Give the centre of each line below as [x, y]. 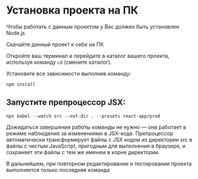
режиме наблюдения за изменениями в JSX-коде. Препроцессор [90, 133]
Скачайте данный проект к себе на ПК [55, 44]
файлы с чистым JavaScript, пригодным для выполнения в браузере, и [96, 146]
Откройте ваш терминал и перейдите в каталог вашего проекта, [88, 56]
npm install [21, 84]
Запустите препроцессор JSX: [66, 102]
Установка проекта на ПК [72, 10]
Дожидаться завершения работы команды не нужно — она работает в [96, 127]
